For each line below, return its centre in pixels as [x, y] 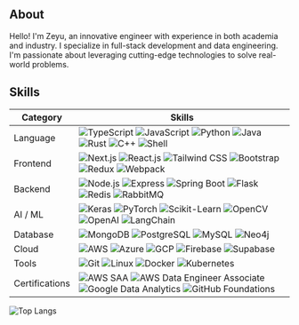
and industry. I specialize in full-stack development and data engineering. [144, 45]
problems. [50, 64]
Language [35, 138]
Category [42, 117]
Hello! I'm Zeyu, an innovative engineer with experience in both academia [144, 36]
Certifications [42, 283]
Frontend [32, 163]
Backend [32, 188]
